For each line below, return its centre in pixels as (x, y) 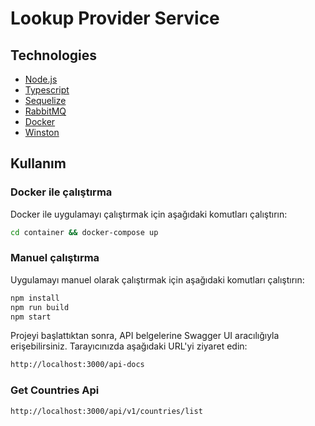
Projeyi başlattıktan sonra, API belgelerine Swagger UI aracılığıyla (145, 336)
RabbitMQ (45, 111)
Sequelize (45, 100)
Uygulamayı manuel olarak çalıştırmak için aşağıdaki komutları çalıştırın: (157, 279)
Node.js (41, 79)
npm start (31, 317)
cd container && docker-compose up (84, 232)
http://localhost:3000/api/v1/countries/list (106, 411)
